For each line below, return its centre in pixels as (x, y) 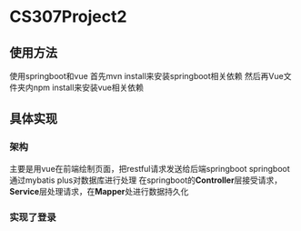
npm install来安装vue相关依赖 (88, 87)
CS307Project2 (68, 17)
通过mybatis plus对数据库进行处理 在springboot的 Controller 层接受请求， (146, 180)
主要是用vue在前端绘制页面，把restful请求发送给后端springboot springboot (150, 168)
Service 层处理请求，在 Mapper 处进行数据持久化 (99, 191)
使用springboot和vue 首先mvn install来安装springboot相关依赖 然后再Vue (146, 76)
